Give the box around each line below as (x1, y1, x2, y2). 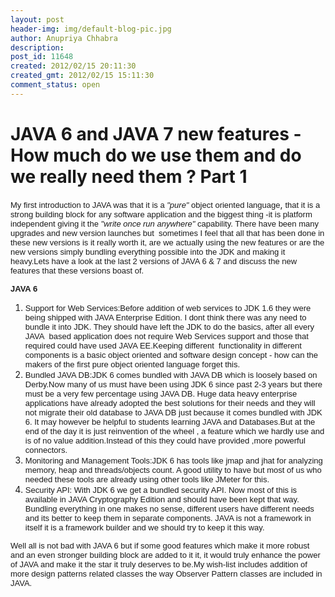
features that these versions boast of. (10, 265, 145, 276)
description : (10, 42, 65, 53)
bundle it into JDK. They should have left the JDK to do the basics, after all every (24, 321, 315, 332)
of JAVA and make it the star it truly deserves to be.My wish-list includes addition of (10, 559, 308, 570)
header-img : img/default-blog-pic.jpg (10, 24, 172, 34)
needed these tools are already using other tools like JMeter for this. (24, 474, 270, 485)
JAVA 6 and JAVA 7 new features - (10, 122, 302, 145)
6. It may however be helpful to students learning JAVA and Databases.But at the (24, 416, 316, 427)
